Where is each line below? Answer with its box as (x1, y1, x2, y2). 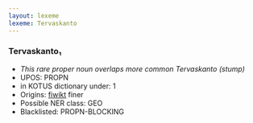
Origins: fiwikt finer (19, 89, 84, 99)
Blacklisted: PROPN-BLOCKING (19, 106, 125, 117)
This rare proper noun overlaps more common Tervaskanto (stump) (19, 64, 246, 73)
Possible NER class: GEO (19, 98, 103, 108)
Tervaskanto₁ (8, 46, 62, 57)
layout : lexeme (8, 11, 60, 20)
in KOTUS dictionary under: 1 (19, 81, 116, 91)
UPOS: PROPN (19, 72, 68, 82)
